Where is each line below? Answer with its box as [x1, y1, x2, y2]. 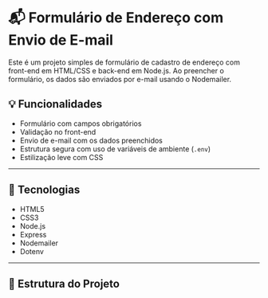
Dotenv [19, 246, 44, 256]
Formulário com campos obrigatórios [19, 119, 142, 128]
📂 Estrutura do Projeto [8, 276, 120, 290]
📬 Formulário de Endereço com [8, 9, 224, 27]
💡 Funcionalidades [8, 97, 102, 111]
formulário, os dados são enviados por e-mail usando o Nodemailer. [8, 74, 232, 84]
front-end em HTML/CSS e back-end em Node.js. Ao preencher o [8, 65, 225, 75]
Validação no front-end [19, 127, 97, 136]
